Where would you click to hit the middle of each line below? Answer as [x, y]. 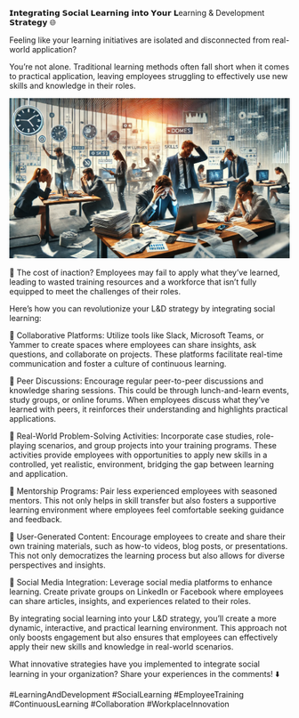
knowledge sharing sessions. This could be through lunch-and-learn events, [149, 390]
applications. [32, 418]
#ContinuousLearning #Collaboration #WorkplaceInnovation [119, 704]
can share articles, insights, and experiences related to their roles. [130, 601]
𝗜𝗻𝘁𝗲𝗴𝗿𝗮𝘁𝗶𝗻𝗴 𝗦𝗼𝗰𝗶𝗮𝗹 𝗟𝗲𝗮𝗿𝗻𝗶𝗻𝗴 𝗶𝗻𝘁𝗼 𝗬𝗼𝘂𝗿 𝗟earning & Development [137, 13]
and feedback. [36, 519]
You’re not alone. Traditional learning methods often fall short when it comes [149, 67]
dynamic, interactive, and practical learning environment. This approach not [148, 627]
